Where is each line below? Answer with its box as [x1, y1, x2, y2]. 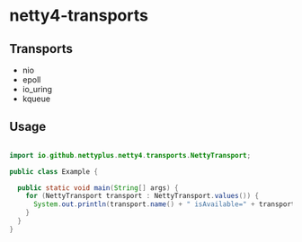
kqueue [22, 93, 51, 104]
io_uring [22, 84, 52, 94]
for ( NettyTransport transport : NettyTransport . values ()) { [25, 192, 259, 201]
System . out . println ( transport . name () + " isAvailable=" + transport [32, 200, 296, 209]
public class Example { [9, 167, 99, 176]
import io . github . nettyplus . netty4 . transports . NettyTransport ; [9, 151, 252, 160]
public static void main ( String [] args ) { [17, 183, 179, 193]
